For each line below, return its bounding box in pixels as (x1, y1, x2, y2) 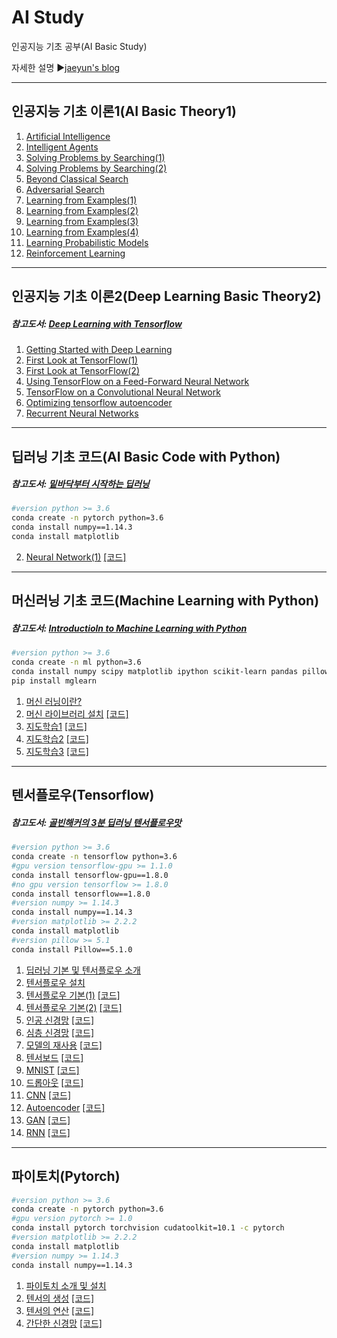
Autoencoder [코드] (25, 1101, 106, 1113)
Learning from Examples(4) (25, 226, 139, 238)
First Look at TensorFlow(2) (25, 365, 140, 377)
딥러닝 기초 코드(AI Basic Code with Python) (11, 448, 281, 465)
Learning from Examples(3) (25, 215, 139, 227)
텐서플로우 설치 (25, 976, 86, 988)
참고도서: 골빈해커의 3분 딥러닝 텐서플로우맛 (11, 816, 182, 828)
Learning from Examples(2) (25, 204, 139, 216)
